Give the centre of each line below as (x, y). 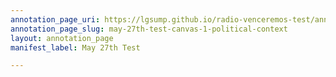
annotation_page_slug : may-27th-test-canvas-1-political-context (149, 29)
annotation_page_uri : (55, 19)
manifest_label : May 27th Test (75, 47)
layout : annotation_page (62, 38)
